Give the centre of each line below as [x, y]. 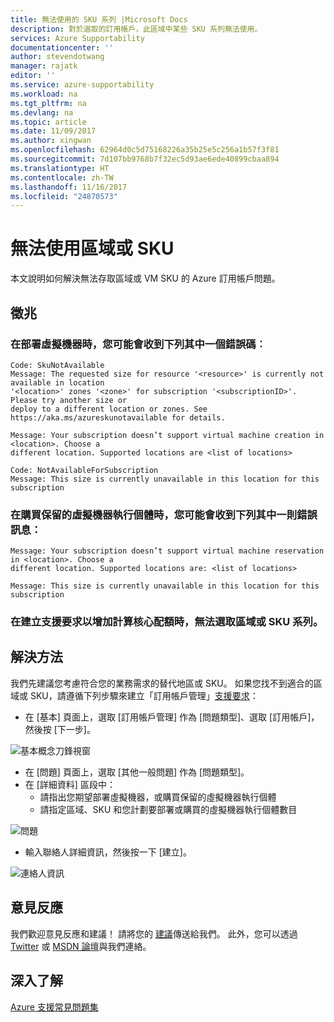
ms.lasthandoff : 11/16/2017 [69, 187]
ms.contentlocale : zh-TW [62, 177]
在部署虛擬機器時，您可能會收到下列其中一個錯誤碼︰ [138, 344]
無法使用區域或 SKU [92, 248]
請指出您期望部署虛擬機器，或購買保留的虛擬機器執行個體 [158, 797]
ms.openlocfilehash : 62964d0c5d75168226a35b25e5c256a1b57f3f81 [145, 150]
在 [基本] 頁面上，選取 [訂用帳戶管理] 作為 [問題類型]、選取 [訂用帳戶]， [172, 717]
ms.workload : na [44, 94]
